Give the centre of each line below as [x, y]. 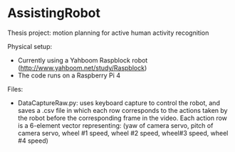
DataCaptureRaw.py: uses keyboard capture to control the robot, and [119, 103]
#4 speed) [33, 141]
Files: [15, 89]
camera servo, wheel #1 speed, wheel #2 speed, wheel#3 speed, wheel [123, 133]
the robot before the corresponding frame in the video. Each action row [122, 118]
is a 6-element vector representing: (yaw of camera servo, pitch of [115, 125]
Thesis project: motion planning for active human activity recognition [108, 33]
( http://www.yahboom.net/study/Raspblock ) [82, 67]
